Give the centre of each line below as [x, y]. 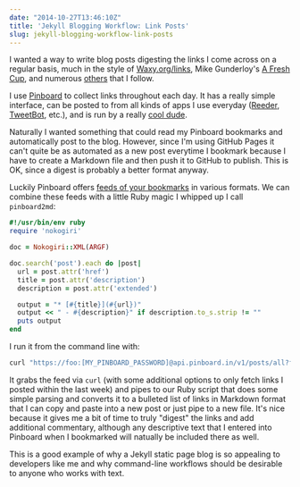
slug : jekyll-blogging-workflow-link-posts [92, 34]
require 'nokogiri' [46, 231]
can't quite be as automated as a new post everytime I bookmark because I [148, 151]
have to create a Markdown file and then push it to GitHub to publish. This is [149, 161]
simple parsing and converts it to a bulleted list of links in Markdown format [148, 399]
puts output [40, 321]
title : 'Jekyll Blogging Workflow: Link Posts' [100, 26]
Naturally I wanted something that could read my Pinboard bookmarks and [146, 132]
